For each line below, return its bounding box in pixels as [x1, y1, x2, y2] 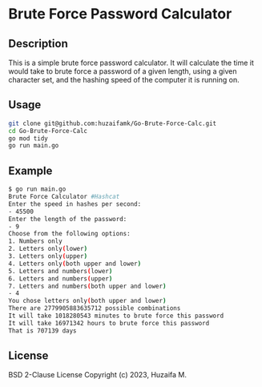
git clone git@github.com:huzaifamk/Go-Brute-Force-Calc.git [8, 119, 217, 127]
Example [8, 163, 53, 177]
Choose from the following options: [8, 230, 131, 238]
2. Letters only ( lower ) [8, 245, 88, 253]
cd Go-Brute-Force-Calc [8, 127, 88, 135]
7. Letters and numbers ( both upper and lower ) [8, 282, 167, 290]
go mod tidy [8, 134, 48, 143]
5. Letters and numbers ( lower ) [8, 267, 113, 275]
